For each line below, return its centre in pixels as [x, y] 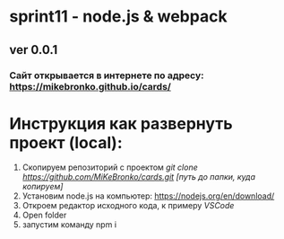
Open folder [44, 215]
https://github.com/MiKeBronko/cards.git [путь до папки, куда [139, 177]
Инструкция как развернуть [121, 124]
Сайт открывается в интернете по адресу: [107, 75]
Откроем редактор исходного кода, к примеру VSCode [128, 206]
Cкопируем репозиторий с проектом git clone [110, 167]
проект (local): [66, 142]
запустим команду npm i [69, 225]
